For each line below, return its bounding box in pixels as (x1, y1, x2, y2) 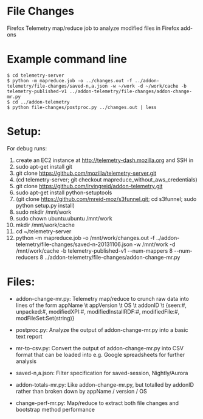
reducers (15, 253, 39, 261)
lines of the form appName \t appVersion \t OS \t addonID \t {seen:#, (15, 301, 187, 309)
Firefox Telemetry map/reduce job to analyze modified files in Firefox (7, 24, 180, 32)
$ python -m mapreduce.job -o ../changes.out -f (7, 77, 132, 83)
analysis (15, 357, 37, 365)
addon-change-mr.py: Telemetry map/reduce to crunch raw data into (15, 295, 189, 302)
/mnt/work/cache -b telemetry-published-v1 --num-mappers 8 (15, 247, 173, 254)
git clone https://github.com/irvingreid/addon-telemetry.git (15, 182, 163, 189)
